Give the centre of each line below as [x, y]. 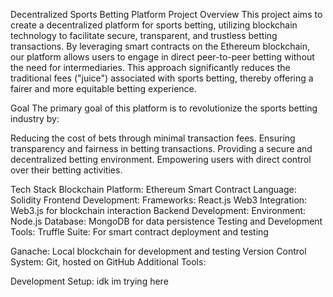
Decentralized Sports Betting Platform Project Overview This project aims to [166, 14]
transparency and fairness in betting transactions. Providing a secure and [161, 148]
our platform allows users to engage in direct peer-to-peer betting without [162, 57]
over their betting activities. [66, 170]
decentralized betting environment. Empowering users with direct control [161, 159]
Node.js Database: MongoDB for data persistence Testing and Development [166, 221]
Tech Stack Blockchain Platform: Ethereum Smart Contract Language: [153, 189]
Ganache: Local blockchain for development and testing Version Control [158, 251]
